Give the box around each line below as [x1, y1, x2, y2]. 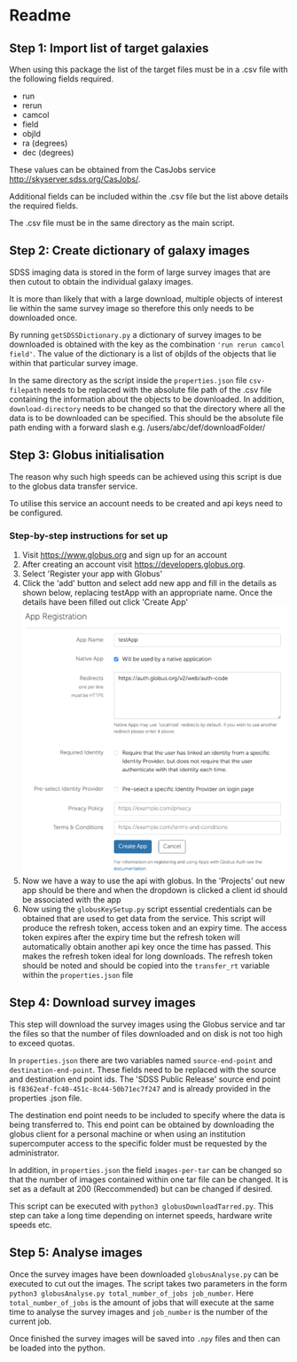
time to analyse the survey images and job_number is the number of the [9, 1306, 269, 1317]
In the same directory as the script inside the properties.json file [9, 374, 247, 386]
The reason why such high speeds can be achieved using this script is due [9, 471, 282, 481]
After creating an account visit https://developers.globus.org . [21, 559, 246, 569]
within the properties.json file [21, 969, 134, 980]
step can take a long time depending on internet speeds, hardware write [9, 1209, 273, 1220]
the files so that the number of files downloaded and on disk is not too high [9, 1028, 284, 1038]
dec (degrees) [21, 147, 74, 158]
